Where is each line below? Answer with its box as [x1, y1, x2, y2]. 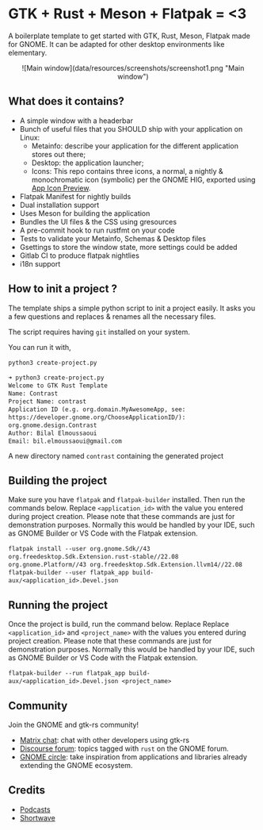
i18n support [19, 259, 61, 268]
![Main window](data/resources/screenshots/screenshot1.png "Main [21, 63, 245, 72]
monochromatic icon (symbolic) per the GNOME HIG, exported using [31, 175, 256, 184]
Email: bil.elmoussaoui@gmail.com [8, 437, 123, 445]
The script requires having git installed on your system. [8, 327, 190, 336]
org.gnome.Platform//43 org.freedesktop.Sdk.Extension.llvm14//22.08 [8, 561, 243, 569]
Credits [8, 783, 46, 797]
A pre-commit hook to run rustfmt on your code [19, 225, 176, 235]
